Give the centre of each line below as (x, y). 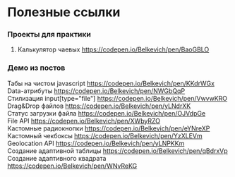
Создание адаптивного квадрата (57, 158)
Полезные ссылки (64, 12)
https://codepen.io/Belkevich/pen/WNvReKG (72, 166)
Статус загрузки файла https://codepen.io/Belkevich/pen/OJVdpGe (107, 113)
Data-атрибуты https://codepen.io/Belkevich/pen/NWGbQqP (96, 91)
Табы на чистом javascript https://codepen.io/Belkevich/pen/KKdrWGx (111, 83)
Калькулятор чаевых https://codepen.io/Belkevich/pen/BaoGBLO (113, 49)
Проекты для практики (49, 35)
